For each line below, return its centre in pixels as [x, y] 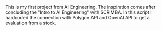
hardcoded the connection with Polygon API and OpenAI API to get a [77, 18]
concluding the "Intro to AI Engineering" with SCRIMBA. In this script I [78, 12]
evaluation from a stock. [31, 23]
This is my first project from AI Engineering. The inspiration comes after [80, 7]
